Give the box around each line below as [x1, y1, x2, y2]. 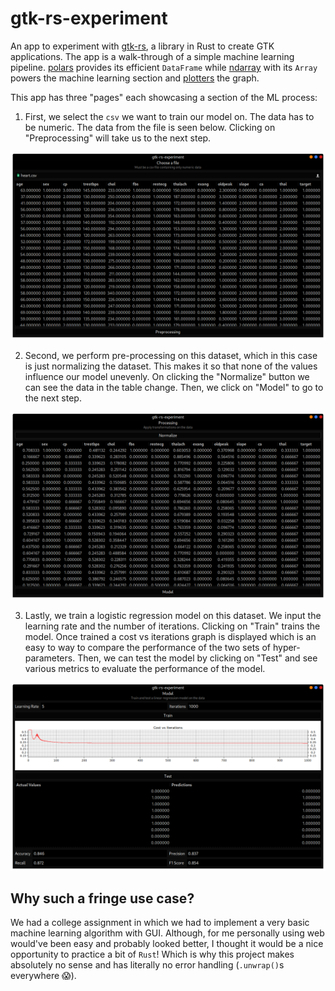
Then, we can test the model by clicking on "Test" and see [77, 652, 318, 664]
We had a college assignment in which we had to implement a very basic [10, 917, 310, 929]
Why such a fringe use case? [10, 890, 195, 907]
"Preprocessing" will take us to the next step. [24, 132, 212, 144]
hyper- [272, 642, 301, 654]
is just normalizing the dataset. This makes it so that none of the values [24, 360, 318, 372]
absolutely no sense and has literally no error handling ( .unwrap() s [10, 959, 285, 971]
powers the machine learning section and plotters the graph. [10, 72, 260, 84]
